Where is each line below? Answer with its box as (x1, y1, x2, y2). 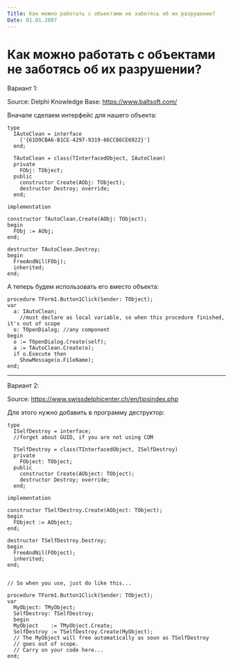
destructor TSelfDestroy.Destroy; (7, 538, 107, 544)
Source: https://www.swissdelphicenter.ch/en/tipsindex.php (7, 395, 179, 403)
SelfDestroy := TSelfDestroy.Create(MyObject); (13, 628, 154, 635)
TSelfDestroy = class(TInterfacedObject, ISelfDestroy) (13, 446, 178, 453)
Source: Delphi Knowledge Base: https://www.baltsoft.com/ (7, 98, 178, 106)
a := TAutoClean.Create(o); (13, 344, 95, 351)
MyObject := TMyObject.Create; (13, 622, 113, 629)
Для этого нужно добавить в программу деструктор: (7, 408, 165, 417)
